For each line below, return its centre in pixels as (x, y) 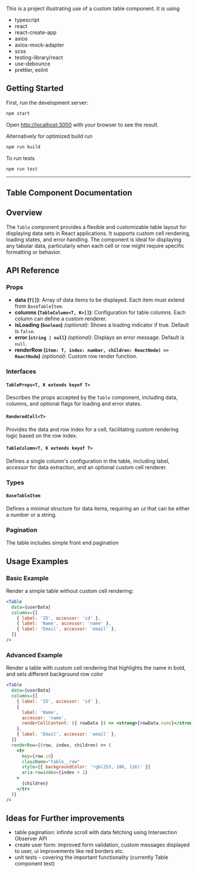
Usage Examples (37, 561)
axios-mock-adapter (39, 45)
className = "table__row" (51, 762)
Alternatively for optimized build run (49, 136)
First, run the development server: (47, 102)
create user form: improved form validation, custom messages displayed (102, 845)
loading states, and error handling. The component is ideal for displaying (94, 239)
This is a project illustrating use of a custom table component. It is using (93, 9)
